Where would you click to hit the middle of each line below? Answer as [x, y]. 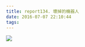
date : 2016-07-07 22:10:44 [39, 17]
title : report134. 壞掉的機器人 [43, 11]
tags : [13, 22]
